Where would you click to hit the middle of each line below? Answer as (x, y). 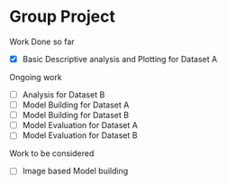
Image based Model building (75, 171)
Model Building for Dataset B (75, 116)
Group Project (62, 17)
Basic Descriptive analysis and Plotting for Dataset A (120, 59)
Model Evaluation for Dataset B (80, 135)
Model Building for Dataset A (76, 105)
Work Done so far (42, 42)
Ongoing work (36, 77)
